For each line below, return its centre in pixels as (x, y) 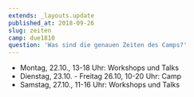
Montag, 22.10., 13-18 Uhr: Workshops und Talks (99, 68)
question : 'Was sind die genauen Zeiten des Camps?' (98, 45)
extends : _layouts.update (51, 16)
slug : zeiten (30, 30)
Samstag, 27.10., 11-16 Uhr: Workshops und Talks (100, 85)
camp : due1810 (32, 38)
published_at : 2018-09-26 (51, 23)
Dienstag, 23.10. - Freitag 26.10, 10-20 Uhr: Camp (101, 76)
